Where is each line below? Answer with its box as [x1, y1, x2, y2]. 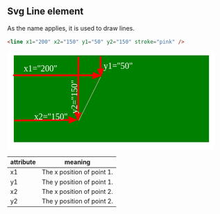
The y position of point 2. [41, 197, 113, 206]
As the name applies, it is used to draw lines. [7, 24, 135, 32]
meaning [65, 158, 91, 166]
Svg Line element [7, 6, 84, 17]
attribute [10, 158, 36, 166]
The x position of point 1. [41, 168, 113, 176]
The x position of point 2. [41, 187, 113, 195]
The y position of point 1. [41, 177, 113, 186]
